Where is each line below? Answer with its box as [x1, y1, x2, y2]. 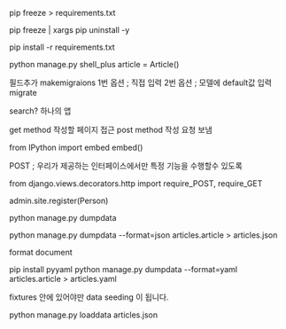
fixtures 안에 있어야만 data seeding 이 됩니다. [9, 292, 169, 302]
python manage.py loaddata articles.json [9, 309, 158, 320]
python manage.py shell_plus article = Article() [9, 59, 180, 69]
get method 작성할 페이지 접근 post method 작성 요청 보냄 [9, 124, 213, 135]
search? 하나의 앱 [9, 106, 72, 116]
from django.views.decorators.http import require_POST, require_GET [9, 178, 263, 189]
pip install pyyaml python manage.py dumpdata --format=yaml [9, 264, 237, 274]
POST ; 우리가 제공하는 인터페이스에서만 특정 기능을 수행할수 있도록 [9, 161, 243, 171]
